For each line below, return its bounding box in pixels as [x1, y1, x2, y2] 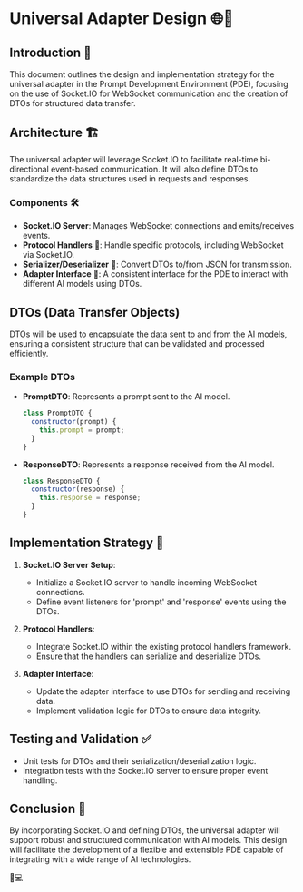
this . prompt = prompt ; [39, 426, 125, 435]
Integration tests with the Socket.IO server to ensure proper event [22, 765, 269, 776]
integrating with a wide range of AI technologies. [9, 854, 191, 865]
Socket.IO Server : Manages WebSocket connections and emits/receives [22, 221, 295, 231]
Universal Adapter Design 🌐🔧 [9, 8, 234, 29]
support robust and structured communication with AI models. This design [9, 835, 288, 846]
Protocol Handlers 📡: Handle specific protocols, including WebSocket [22, 240, 284, 250]
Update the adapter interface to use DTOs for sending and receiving [35, 685, 291, 697]
